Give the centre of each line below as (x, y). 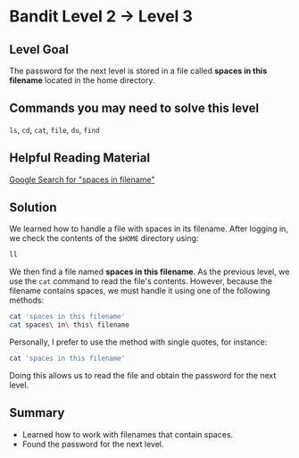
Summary (37, 413)
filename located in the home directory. (82, 80)
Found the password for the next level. (93, 444)
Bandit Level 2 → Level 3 (101, 17)
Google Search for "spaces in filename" (82, 179)
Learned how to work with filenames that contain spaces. (128, 434)
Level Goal (39, 50)
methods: (27, 300)
